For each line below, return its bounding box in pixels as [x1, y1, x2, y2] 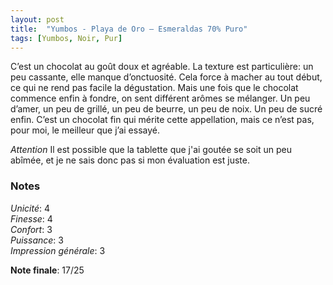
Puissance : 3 [10, 234, 64, 246]
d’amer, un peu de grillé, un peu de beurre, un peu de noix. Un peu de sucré [10, 103, 323, 115]
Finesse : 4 [10, 212, 53, 225]
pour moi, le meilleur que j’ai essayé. [10, 124, 160, 136]
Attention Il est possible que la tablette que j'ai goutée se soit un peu [10, 144, 293, 156]
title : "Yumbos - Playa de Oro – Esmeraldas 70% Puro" [10, 24, 248, 34]
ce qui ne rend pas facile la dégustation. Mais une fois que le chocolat [10, 82, 299, 94]
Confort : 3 [10, 223, 53, 235]
